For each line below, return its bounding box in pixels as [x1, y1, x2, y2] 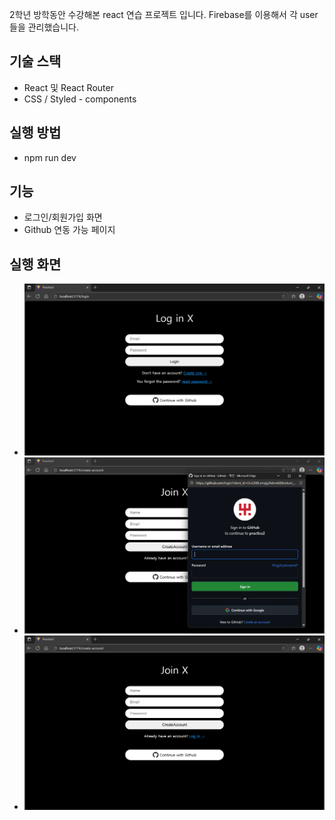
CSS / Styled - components [23, 93, 137, 105]
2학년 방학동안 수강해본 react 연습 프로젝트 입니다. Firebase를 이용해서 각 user [9, 9, 319, 20]
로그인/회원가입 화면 [23, 211, 103, 223]
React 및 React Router [23, 81, 114, 93]
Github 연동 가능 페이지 [23, 224, 116, 236]
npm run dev [23, 151, 77, 163]
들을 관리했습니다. [9, 21, 80, 33]
